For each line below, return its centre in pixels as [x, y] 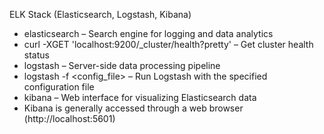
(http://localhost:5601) [69, 118]
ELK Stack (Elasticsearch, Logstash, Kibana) [100, 14]
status [36, 55]
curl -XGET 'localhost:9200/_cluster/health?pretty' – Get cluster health [168, 44]
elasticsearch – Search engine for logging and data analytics [148, 33]
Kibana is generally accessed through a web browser [133, 108]
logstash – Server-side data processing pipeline [122, 65]
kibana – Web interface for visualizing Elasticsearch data [140, 97]
